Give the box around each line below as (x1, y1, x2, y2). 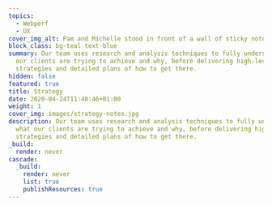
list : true (23, 178, 60, 187)
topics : (8, 11, 35, 20)
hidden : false (8, 72, 57, 80)
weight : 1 (8, 102, 42, 110)
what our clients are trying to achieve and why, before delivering (15, 125, 252, 133)
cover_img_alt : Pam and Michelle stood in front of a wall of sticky (8, 34, 249, 43)
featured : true (8, 79, 60, 88)
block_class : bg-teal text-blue (8, 42, 117, 50)
